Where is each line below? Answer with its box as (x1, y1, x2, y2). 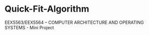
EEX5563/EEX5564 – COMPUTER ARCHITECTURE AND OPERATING (4, 19, 144, 25)
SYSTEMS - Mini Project (4, 24, 54, 30)
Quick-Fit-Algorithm (4, 3, 90, 15)
